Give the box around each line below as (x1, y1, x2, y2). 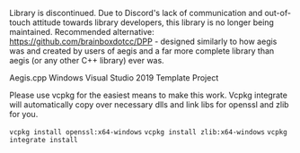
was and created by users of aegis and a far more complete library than (9, 46, 275, 56)
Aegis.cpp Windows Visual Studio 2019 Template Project (9, 72, 219, 83)
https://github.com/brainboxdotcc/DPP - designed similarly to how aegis (9, 36, 278, 47)
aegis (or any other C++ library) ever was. (9, 55, 164, 65)
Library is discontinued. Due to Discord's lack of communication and (9, 8, 263, 18)
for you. (9, 109, 39, 119)
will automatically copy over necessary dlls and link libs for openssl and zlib (9, 99, 289, 110)
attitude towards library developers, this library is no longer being (32, 17, 274, 28)
